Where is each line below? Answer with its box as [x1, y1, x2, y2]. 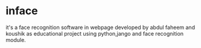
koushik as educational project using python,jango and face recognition [5, 30, 184, 37]
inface [5, 4, 39, 18]
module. [5, 36, 27, 43]
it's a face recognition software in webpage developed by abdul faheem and [5, 24, 196, 31]
